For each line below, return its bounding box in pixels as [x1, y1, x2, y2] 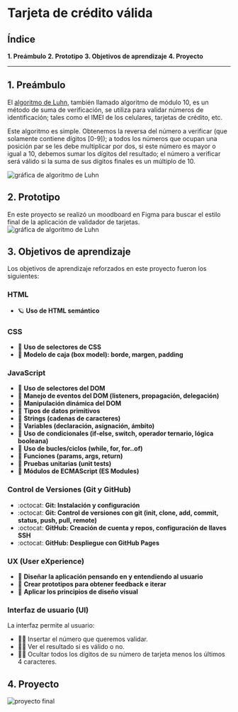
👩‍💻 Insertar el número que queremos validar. [17, 635, 149, 643]
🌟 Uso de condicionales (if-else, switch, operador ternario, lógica [17, 429, 214, 438]
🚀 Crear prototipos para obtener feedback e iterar [17, 579, 166, 588]
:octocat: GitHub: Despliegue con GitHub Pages [17, 538, 160, 547]
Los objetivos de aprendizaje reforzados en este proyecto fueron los [7, 265, 207, 273]
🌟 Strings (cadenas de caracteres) [17, 414, 121, 423]
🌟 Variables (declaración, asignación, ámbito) [17, 422, 155, 430]
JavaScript [7, 367, 46, 377]
